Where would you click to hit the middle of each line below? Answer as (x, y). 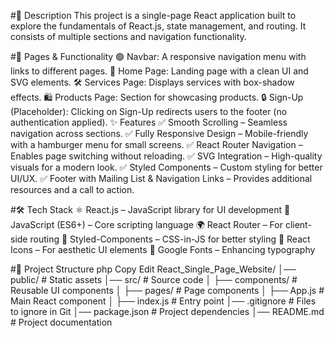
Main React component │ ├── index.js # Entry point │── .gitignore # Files (163, 301)
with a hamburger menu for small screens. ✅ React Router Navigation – (156, 144)
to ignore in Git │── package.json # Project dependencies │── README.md (167, 311)
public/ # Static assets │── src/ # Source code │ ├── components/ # (154, 279)
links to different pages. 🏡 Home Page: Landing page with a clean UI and (159, 71)
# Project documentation (61, 322)
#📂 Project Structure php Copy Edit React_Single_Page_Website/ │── (153, 269)
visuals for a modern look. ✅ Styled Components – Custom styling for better (166, 167)
